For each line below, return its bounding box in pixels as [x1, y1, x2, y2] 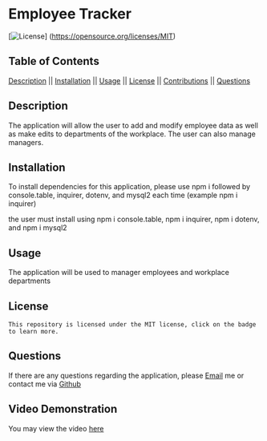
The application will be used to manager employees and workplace [8, 268, 230, 277]
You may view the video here [8, 423, 104, 433]
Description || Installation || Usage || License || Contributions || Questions [8, 75, 251, 85]
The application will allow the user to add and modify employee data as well [8, 120, 259, 130]
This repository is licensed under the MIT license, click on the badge [8, 321, 257, 329]
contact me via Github [8, 378, 82, 389]
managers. [8, 137, 44, 147]
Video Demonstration [8, 403, 118, 416]
